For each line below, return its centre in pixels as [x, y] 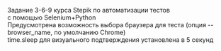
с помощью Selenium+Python [52, 17]
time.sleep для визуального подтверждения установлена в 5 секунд [110, 40]
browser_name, [30, 32]
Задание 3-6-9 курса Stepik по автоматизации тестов [89, 10]
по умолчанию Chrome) [90, 32]
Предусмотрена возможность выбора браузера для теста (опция [107, 25]
